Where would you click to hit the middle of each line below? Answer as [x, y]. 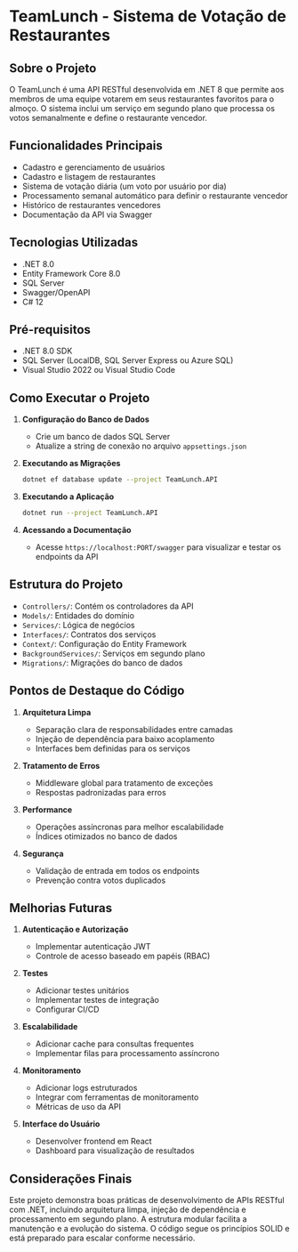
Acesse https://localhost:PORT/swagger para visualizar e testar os [158, 547]
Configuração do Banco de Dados [85, 419]
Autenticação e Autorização [75, 929]
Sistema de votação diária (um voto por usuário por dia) [124, 186]
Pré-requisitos [50, 330]
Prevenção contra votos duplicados [101, 880]
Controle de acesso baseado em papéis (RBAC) [123, 956]
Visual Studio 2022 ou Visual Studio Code [99, 370]
